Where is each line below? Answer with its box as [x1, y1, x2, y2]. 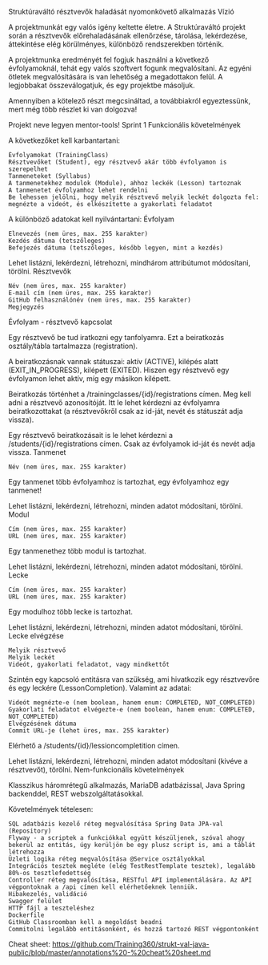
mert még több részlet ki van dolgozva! [8, 104, 138, 114]
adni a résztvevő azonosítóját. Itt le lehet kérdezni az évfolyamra [8, 398, 220, 407]
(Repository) [8, 827, 52, 835]
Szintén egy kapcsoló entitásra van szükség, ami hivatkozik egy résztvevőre [8, 675, 260, 684]
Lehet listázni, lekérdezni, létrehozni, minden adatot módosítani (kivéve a [8, 756, 248, 765]
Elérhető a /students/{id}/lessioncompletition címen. [8, 741, 180, 750]
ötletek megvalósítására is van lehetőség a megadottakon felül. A [8, 72, 223, 81]
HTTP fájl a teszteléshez [8, 904, 94, 912]
